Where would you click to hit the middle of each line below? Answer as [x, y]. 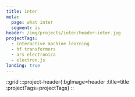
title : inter [22, 11]
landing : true [23, 65]
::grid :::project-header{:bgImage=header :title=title [67, 82]
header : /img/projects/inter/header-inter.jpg [63, 33]
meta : [13, 17]
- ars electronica [34, 55]
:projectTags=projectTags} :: [40, 88]
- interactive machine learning [51, 44]
